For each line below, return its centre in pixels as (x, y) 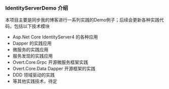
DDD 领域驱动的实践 (34, 75)
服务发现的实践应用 (33, 56)
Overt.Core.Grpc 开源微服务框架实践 (50, 62)
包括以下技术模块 (32, 26)
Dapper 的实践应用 (32, 43)
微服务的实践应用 (30, 50)
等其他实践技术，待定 (35, 81)
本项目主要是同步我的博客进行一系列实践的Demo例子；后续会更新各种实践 (82, 20)
